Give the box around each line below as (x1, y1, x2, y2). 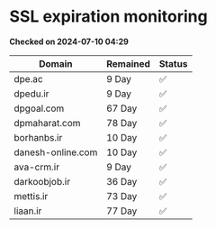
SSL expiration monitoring (9, 6, 209, 27)
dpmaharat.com (13, 116, 81, 129)
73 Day (106, 189, 138, 202)
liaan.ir (13, 205, 42, 217)
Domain (39, 57, 74, 69)
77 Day (106, 205, 138, 217)
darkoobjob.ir (13, 175, 70, 188)
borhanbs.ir (13, 131, 63, 143)
